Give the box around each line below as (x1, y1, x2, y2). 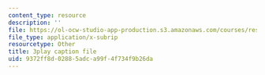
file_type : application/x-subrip (8, 33, 118, 41)
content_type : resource (8, 11, 87, 20)
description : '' (8, 19, 62, 27)
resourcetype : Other (8, 41, 77, 48)
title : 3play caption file (8, 48, 97, 55)
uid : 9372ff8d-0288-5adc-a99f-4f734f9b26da (8, 55, 154, 63)
